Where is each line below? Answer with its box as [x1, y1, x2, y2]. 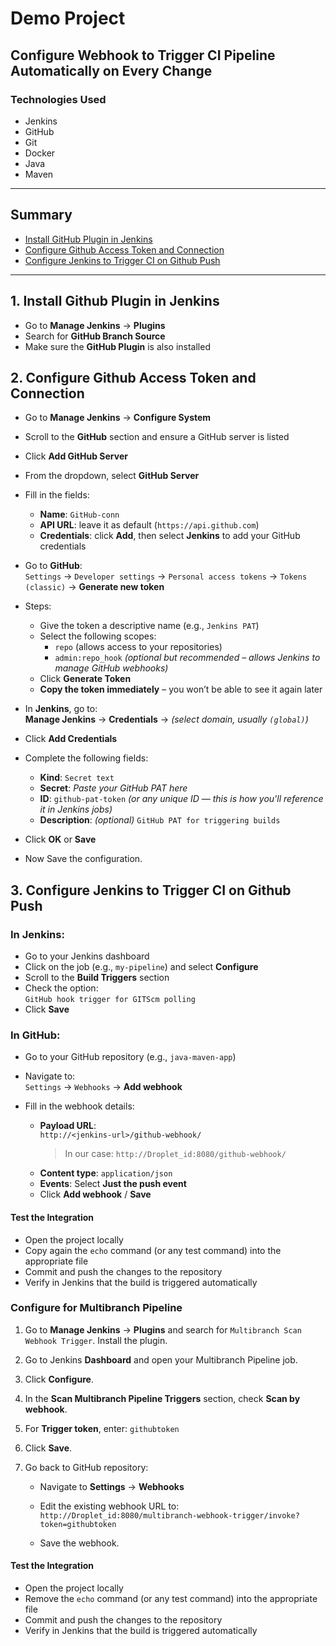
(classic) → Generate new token [24, 581, 165, 593]
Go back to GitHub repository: [24, 1461, 149, 1473]
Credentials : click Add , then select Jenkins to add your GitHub [39, 530, 301, 542]
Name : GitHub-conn [39, 508, 120, 521]
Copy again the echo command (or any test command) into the [24, 1244, 282, 1256]
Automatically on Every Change [10, 62, 213, 79]
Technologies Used [10, 92, 107, 106]
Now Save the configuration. [24, 853, 143, 865]
